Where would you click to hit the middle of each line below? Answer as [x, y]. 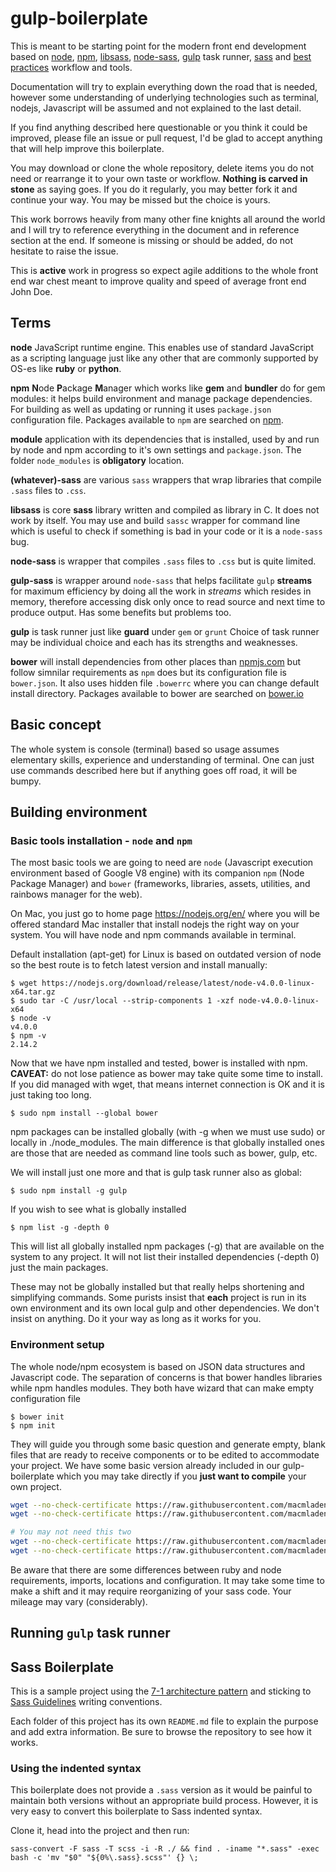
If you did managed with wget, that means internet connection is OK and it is [167, 1084]
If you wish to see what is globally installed [98, 1209]
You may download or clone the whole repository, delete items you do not [162, 168]
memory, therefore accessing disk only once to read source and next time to [168, 601]
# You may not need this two [71, 1532]
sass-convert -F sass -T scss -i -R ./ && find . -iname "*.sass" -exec [165, 1849]
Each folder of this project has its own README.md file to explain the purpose [164, 1721]
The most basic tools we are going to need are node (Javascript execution [162, 863]
